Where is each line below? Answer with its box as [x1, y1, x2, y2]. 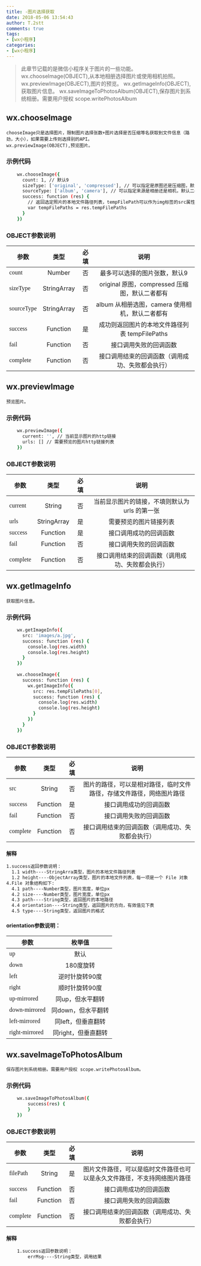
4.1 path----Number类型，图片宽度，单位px [11, 885, 110, 892]
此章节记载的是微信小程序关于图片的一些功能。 [20, 65, 136, 72]
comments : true [6, 25, 44, 32]
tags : [6, 31, 20, 37]
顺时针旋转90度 [58, 984, 103, 992]
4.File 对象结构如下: [6, 880, 55, 886]
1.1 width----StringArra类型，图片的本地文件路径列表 [11, 869, 136, 875]
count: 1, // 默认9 [22, 177, 69, 183]
